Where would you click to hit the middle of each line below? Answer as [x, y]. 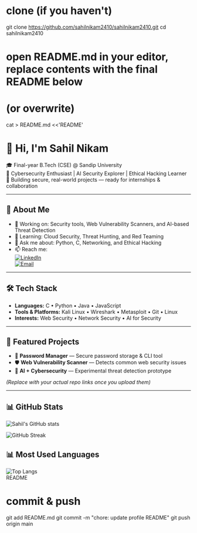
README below [45, 82]
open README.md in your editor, [87, 57]
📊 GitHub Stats [35, 407]
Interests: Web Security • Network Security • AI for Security [88, 318]
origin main [20, 524]
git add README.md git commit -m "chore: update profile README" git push [98, 517]
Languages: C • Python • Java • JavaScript [68, 305]
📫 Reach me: [31, 249]
